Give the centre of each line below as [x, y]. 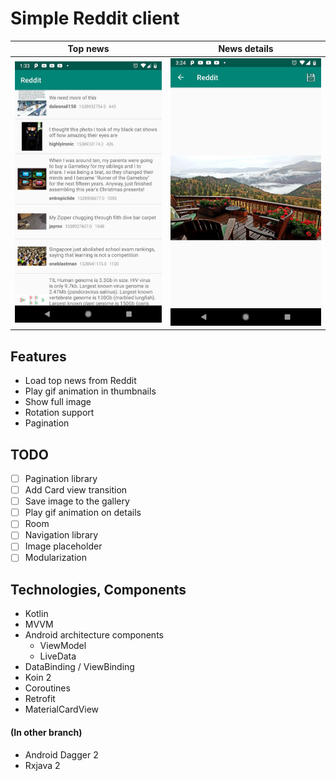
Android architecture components [94, 635]
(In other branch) [46, 732]
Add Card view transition [76, 490]
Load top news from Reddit [80, 381]
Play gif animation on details [83, 513]
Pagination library [61, 478]
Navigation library [61, 535]
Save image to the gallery [77, 501]
